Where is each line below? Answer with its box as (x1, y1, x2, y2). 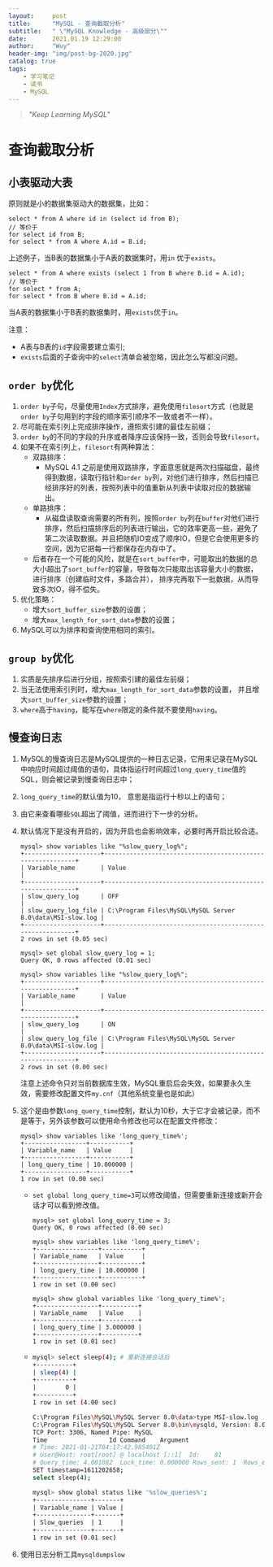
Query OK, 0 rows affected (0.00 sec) (32, 1223, 164, 1232)
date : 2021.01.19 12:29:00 (8, 34, 122, 43)
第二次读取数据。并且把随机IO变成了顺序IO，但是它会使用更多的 (44, 533, 259, 543)
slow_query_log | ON (28, 1020, 115, 1029)
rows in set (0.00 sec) (28, 1063, 108, 1071)
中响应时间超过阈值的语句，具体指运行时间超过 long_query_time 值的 (19, 764, 246, 773)
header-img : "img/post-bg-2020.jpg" (8, 50, 132, 58)
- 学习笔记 (23, 72, 55, 81)
